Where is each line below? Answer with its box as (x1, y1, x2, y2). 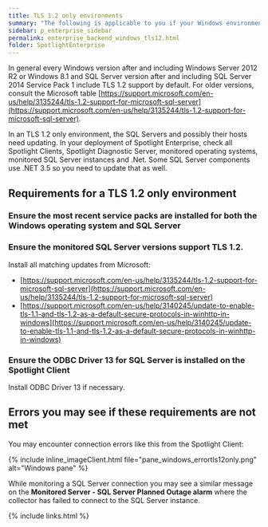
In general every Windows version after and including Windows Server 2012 (8, 63, 258, 73)
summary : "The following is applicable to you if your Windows (8, 19, 223, 27)
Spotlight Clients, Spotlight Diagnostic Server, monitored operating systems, (8, 147, 258, 156)
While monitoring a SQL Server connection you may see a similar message (8, 478, 254, 488)
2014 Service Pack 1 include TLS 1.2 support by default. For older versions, (8, 81, 254, 90)
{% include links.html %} (8, 511, 89, 521)
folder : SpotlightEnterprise (8, 41, 105, 49)
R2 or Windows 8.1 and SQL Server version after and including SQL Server (8, 72, 252, 81)
